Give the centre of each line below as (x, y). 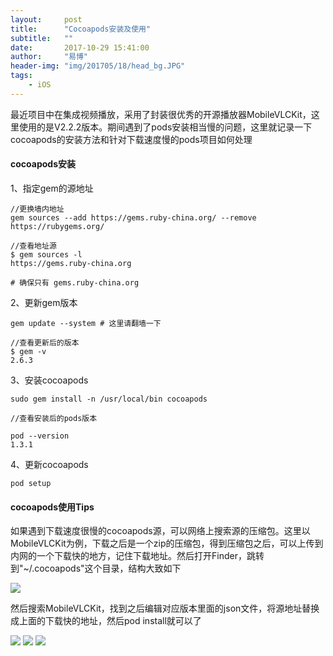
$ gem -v (28, 351)
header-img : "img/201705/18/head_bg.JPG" (98, 66)
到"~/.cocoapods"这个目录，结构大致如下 (96, 568)
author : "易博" (49, 57)
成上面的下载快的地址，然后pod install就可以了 (106, 621)
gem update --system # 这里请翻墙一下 (86, 323)
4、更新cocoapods (49, 464)
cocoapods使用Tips (52, 507)
